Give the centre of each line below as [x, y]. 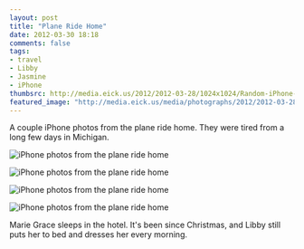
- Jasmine [28, 77]
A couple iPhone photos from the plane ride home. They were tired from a [147, 128]
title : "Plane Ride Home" [58, 26]
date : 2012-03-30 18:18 [54, 34]
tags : [19, 52]
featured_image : [40, 102]
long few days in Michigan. [60, 138]
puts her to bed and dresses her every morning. [99, 235]
